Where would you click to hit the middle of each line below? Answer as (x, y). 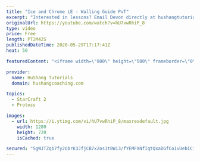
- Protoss (24, 105)
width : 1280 (32, 127)
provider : (18, 72)
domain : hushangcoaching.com (48, 83)
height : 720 (32, 132)
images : (16, 116)
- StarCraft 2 (29, 100)
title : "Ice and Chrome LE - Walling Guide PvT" (68, 12)
